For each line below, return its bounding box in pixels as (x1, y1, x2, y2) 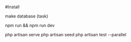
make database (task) (5, 13, 48, 19)
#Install (5, 4, 20, 10)
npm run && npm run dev (5, 22, 55, 28)
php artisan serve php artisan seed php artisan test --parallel (5, 32, 127, 37)
